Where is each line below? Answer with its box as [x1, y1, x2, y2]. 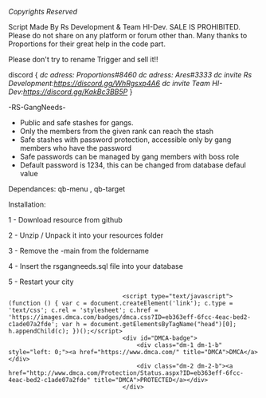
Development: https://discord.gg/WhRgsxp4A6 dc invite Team [8, 79, 211, 88]
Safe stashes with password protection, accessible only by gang [19, 135, 232, 144]
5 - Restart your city [8, 277, 74, 286]
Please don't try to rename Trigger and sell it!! [8, 55, 158, 64]
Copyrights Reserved [8, 7, 78, 16]
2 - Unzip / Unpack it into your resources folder [8, 231, 164, 240]
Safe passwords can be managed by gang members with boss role [19, 152, 240, 161]
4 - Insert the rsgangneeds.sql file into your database [8, 262, 183, 270]
